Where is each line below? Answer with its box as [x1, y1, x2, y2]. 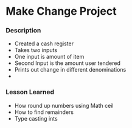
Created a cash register [14, 40, 74, 47]
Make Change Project [5, 4, 117, 18]
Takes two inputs [14, 47, 58, 54]
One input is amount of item [14, 53, 85, 61]
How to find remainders [14, 108, 74, 116]
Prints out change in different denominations [14, 66, 127, 73]
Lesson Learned [5, 88, 55, 96]
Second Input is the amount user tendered [14, 59, 121, 67]
